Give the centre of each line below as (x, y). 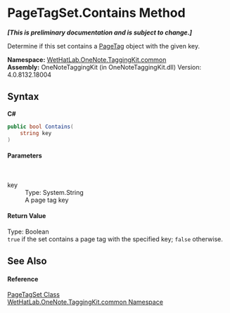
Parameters (25, 155)
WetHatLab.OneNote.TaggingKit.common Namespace (85, 302)
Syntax (23, 97)
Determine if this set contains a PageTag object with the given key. (104, 46)
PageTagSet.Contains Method (96, 13)
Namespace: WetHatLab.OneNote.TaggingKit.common (87, 59)
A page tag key (47, 200)
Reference (23, 279)
